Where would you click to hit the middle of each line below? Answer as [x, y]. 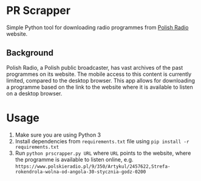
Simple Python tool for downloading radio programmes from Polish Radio [97, 27]
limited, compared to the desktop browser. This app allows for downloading [101, 80]
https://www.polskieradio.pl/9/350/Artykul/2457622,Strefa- [93, 166]
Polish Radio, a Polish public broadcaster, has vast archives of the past [95, 67]
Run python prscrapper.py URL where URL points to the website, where [103, 153]
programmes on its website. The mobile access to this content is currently [99, 74]
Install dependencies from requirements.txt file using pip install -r [102, 141]
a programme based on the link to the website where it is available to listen [100, 87]
